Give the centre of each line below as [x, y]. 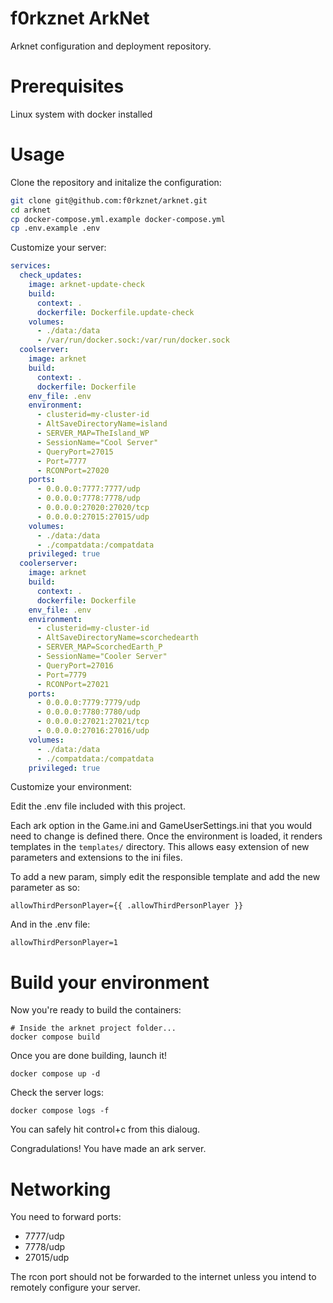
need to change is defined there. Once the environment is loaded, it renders [166, 836]
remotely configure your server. [75, 1288]
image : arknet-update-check [86, 285]
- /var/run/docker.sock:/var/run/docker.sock [133, 340]
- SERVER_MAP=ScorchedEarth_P [99, 647]
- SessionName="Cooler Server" [102, 657]
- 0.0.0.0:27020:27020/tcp [93, 508]
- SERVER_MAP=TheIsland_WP [93, 433]
